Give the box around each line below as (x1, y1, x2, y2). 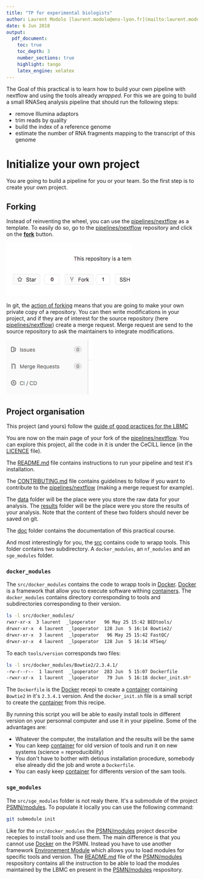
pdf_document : (12, 35, 47, 42)
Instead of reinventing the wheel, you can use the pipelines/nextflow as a (6, 218, 189, 225)
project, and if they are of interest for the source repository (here (6, 315, 169, 322)
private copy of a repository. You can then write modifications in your (6, 308, 180, 316)
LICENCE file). (6, 447, 42, 455)
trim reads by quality (15, 116, 67, 124)
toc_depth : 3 (17, 49, 50, 55)
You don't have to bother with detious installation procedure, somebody (15, 755, 195, 762)
